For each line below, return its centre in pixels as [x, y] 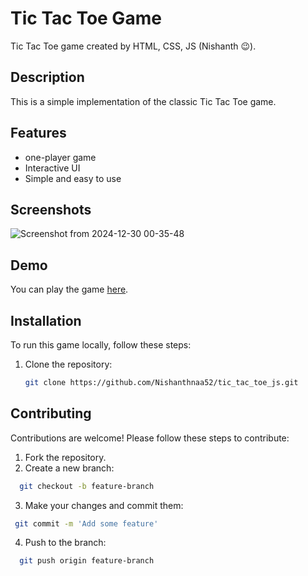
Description [47, 77]
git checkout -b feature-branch [87, 486]
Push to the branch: [65, 543]
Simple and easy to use [73, 178]
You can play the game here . [69, 289]
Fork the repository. [65, 457]
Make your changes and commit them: [104, 505]
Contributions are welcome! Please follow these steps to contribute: [150, 438]
